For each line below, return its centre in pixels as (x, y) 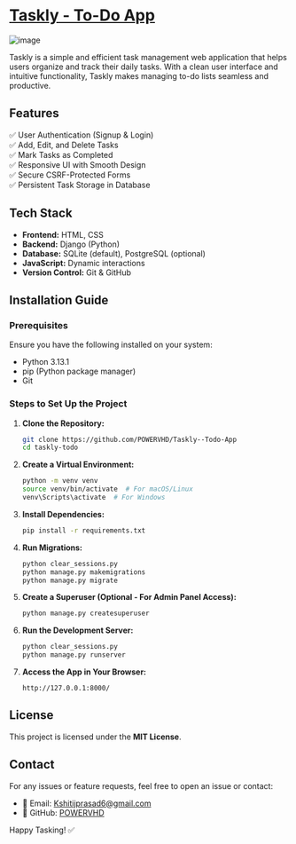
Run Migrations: (52, 548)
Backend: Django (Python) (71, 244)
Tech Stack (41, 213)
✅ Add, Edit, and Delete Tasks (64, 145)
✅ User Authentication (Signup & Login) (82, 135)
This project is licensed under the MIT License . (95, 737)
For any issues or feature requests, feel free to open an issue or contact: (141, 785)
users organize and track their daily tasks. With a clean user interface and (144, 67)
